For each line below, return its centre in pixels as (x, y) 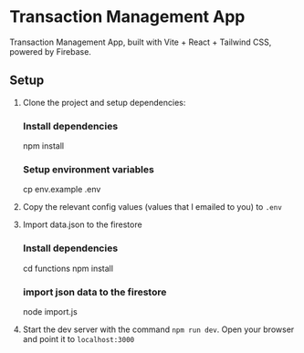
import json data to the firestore (94, 292)
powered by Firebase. (50, 51)
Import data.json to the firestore (83, 224)
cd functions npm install (68, 268)
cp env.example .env (62, 190)
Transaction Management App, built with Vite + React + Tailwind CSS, (141, 42)
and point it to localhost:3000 (79, 338)
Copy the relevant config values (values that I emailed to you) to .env (152, 207)
